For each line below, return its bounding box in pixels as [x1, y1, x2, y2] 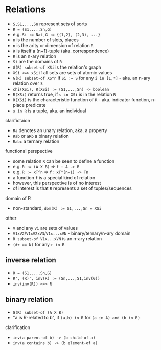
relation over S [12, 80, 43, 86]
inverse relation [5, 256, 56, 265]
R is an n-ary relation [12, 53, 56, 59]
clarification [5, 324, 31, 331]
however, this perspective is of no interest [12, 180, 101, 186]
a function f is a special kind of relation [12, 174, 96, 180]
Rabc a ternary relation [12, 138, 60, 144]
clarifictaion [5, 117, 31, 123]
